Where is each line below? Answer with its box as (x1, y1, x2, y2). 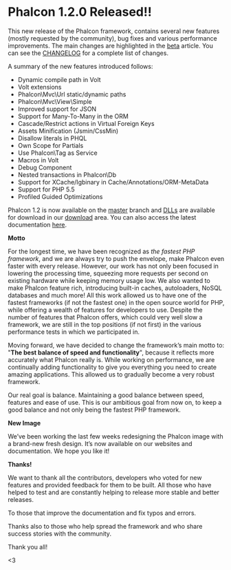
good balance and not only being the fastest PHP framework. (8, 405, 181, 414)
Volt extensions (17, 83, 62, 91)
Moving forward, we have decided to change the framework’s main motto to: (8, 341, 225, 349)
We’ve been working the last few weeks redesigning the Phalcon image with (8, 432, 223, 441)
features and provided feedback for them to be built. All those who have (8, 481, 212, 489)
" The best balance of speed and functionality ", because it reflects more (8, 348, 214, 357)
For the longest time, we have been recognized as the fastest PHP (8, 247, 195, 255)
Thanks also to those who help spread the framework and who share (8, 522, 203, 530)
